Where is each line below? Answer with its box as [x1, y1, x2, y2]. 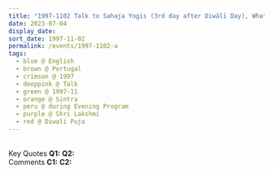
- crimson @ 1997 [15, 72, 75, 80]
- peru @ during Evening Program [15, 102, 129, 110]
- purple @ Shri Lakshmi [15, 110, 100, 119]
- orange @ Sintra [15, 95, 79, 103]
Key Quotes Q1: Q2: [8, 148, 75, 158]
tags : [8, 50, 27, 58]
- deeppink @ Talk [15, 80, 79, 88]
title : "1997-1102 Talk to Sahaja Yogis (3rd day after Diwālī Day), [8, 11, 249, 20]
